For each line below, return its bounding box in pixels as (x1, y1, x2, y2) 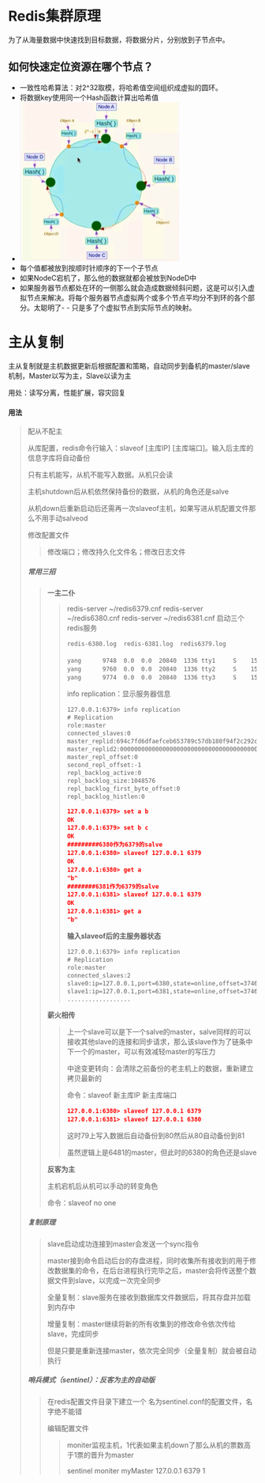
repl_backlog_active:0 (66, 769, 142, 777)
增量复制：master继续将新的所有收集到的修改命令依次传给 (47, 1318, 236, 1329)
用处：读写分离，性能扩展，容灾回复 (8, 388, 126, 398)
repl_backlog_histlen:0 (66, 793, 145, 800)
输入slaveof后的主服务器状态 (66, 931, 162, 940)
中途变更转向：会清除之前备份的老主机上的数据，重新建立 (66, 1063, 254, 1073)
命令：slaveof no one (47, 1197, 117, 1207)
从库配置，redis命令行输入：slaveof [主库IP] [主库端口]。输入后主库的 (27, 444, 254, 453)
